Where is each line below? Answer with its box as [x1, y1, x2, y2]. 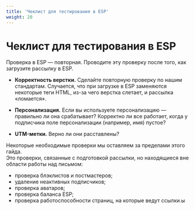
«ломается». [14, 95, 47, 102]
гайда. [6, 148, 22, 155]
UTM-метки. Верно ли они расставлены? [14, 131, 119, 138]
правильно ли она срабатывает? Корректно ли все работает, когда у [14, 113, 188, 120]
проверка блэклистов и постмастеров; [14, 172, 113, 179]
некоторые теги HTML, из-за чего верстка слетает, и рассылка [14, 89, 174, 96]
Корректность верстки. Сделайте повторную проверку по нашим [14, 76, 183, 84]
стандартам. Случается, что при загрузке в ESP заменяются [14, 83, 167, 90]
